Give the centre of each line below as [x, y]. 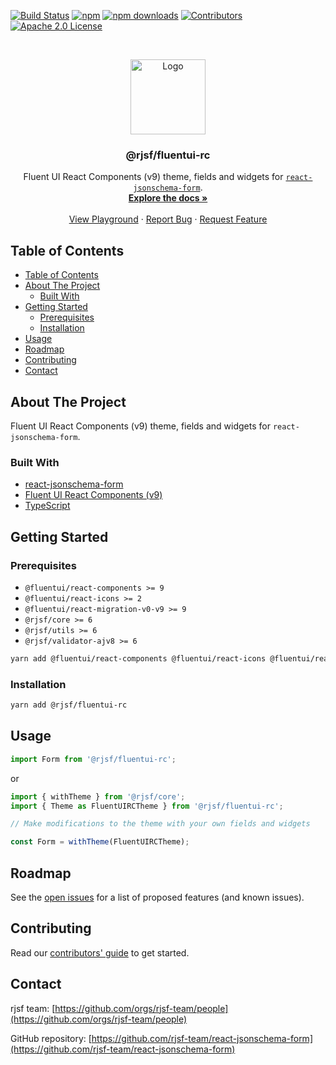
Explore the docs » [168, 198]
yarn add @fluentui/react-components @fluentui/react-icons [138, 658]
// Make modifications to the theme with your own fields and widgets [160, 824]
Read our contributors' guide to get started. [100, 952]
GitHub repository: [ [51, 1038]
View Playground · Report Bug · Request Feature [168, 219]
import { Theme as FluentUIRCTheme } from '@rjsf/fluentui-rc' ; [147, 806]
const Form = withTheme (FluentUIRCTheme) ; [100, 842]
